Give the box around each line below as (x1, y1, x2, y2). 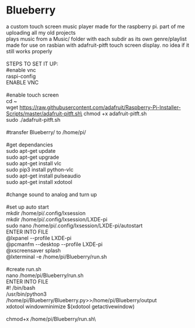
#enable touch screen (6, 91, 59, 98)
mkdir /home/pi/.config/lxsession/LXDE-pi (6, 216, 108, 223)
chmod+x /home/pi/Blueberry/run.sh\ (6, 315, 96, 322)
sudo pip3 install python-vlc (6, 166, 74, 173)
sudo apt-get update (6, 147, 56, 154)
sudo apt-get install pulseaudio (6, 172, 81, 179)
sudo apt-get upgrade (6, 153, 60, 160)
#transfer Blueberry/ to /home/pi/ (6, 128, 87, 135)
